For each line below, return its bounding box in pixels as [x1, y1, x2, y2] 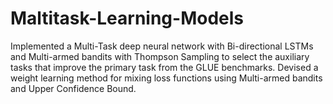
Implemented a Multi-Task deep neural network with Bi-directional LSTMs [10, 40, 314, 52]
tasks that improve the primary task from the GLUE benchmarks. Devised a [10, 61, 319, 73]
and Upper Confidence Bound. [10, 82, 137, 94]
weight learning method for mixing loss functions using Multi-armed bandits [10, 72, 323, 84]
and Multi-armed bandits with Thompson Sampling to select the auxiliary [10, 50, 310, 62]
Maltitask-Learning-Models [10, 7, 244, 30]
